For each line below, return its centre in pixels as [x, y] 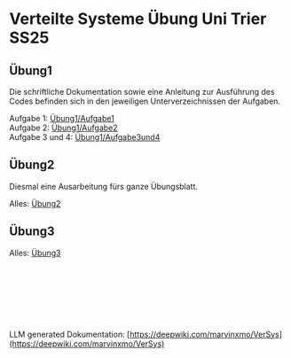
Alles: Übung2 [35, 203]
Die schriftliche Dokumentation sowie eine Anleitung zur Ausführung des [142, 92]
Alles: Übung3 [35, 253]
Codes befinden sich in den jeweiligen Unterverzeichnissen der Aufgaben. [145, 101]
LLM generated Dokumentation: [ [70, 334]
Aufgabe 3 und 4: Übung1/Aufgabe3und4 [85, 137]
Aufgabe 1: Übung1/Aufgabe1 [62, 118]
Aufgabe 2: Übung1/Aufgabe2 [63, 128]
